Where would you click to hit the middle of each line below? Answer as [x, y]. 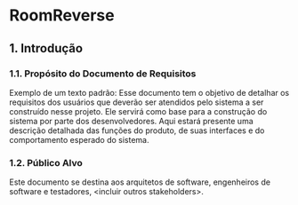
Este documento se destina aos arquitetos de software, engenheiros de [140, 182]
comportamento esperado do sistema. [79, 139]
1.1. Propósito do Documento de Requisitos [103, 74]
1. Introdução [46, 48]
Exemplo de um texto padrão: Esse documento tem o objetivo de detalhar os [149, 92]
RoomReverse [62, 16]
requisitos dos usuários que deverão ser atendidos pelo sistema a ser [137, 102]
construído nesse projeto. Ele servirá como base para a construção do [138, 111]
